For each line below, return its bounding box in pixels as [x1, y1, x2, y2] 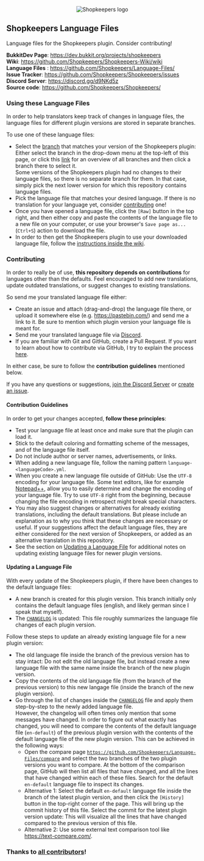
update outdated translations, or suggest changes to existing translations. [6, 282, 191, 289]
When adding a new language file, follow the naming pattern [15, 459, 167, 466]
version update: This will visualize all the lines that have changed [24, 813, 187, 820]
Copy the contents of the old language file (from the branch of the [15, 676, 181, 684]
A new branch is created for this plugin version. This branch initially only [15, 595, 197, 602]
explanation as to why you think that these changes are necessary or [15, 517, 188, 524]
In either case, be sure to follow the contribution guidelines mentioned [6, 362, 185, 370]
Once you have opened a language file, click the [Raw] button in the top [15, 208, 195, 215]
